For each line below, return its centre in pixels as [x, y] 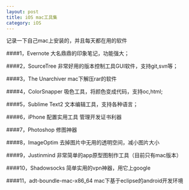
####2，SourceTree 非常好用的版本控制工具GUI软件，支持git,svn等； [92, 66]
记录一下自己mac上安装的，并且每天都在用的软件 [67, 41]
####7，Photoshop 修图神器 [42, 130]
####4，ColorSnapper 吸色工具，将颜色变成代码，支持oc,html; [85, 92]
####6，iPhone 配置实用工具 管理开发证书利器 [64, 117]
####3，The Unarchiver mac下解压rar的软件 [61, 79]
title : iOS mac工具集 [32, 17]
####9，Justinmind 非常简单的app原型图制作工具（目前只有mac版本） [94, 155]
